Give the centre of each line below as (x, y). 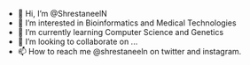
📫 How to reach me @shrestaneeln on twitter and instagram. (129, 51)
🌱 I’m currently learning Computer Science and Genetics (121, 32)
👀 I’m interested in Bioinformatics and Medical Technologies (127, 23)
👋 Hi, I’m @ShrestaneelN (62, 14)
